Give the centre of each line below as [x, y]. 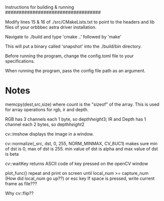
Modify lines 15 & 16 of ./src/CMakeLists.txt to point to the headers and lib [80, 22]
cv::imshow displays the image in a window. [49, 134]
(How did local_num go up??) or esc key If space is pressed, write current [80, 178]
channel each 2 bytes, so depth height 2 [45, 124]
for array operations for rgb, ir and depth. [47, 109]
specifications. [20, 61]
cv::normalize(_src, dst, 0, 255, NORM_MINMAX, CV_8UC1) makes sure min [81, 143]
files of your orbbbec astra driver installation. [51, 27]
